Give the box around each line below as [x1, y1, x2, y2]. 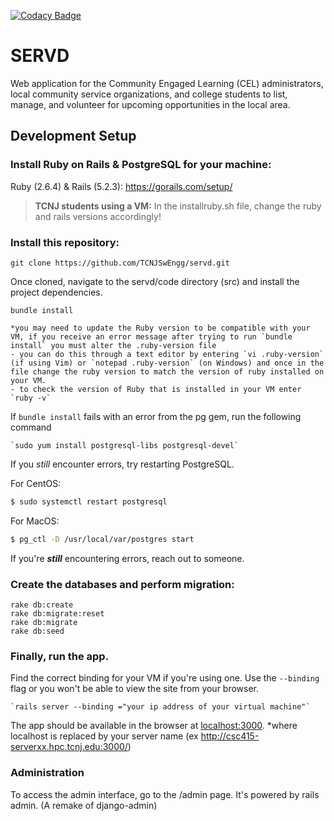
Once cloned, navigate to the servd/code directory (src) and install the [10, 275, 300, 287]
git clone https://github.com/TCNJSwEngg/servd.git [10, 258, 230, 268]
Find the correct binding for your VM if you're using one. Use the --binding [10, 672, 320, 684]
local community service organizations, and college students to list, [10, 88, 288, 100]
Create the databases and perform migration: [10, 577, 235, 591]
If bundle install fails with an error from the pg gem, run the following [10, 410, 302, 422]
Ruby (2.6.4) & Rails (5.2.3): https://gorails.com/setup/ [10, 180, 233, 192]
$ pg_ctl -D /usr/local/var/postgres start [10, 534, 195, 544]
